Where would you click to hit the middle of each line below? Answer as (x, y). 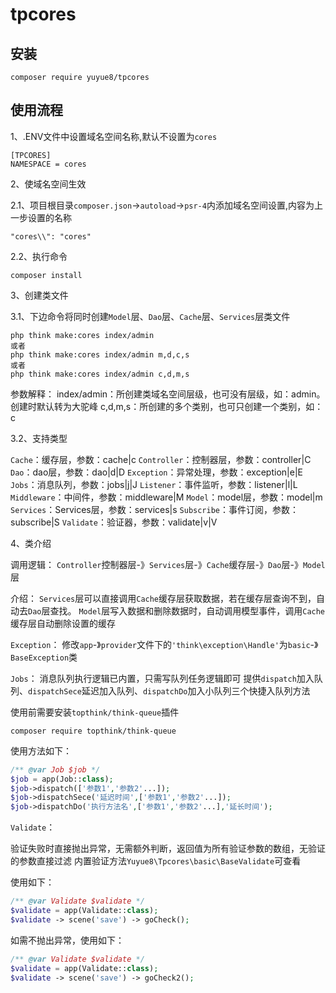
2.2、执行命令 (39, 256)
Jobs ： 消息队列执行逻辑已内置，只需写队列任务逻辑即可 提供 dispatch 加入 (162, 678)
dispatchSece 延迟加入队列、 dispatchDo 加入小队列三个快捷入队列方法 (169, 690)
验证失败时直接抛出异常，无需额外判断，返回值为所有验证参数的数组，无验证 (168, 849)
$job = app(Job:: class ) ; (62, 779)
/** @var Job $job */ (55, 769)
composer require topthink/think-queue (93, 731)
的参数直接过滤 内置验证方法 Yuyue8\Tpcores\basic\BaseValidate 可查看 (156, 861)
